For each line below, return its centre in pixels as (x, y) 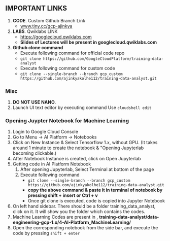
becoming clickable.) (35, 153)
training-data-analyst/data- (129, 217)
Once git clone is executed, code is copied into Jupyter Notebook (96, 201)
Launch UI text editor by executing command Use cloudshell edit (82, 108)
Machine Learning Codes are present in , (55, 217)
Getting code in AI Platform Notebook (52, 164)
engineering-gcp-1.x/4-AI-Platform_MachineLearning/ (72, 222)
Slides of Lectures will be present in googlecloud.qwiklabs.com (89, 42)
